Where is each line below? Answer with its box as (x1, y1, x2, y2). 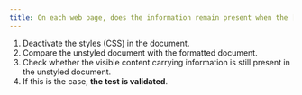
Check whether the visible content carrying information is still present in (22, 56, 290, 67)
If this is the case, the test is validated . (22, 75, 169, 86)
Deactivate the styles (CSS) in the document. (22, 38, 190, 48)
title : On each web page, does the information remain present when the (9, 13, 288, 22)
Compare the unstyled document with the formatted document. (22, 47, 259, 58)
